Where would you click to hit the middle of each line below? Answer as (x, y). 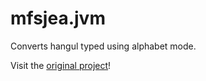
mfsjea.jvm (58, 18)
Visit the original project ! (61, 65)
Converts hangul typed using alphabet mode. (103, 46)
